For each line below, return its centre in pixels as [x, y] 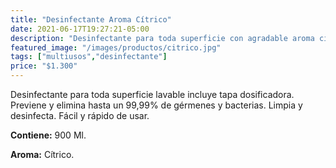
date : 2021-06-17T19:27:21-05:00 [80, 29]
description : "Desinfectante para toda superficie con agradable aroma [162, 38]
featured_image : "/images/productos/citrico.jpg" [116, 47]
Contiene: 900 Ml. [48, 135]
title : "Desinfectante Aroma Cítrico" [91, 19]
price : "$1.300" [44, 66]
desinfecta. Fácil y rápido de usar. [80, 115]
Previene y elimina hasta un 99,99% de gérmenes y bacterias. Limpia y [156, 105]
